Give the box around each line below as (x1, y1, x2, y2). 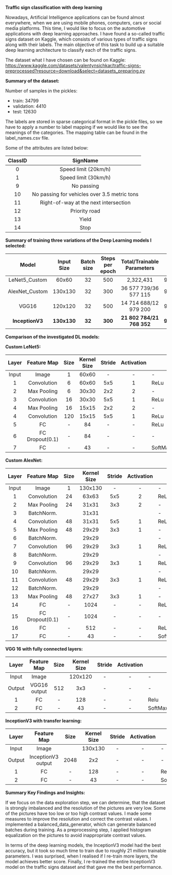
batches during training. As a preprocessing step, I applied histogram (5, 827, 152, 833)
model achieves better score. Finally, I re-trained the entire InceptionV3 (5, 859, 156, 864)
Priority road (70, 207, 101, 215)
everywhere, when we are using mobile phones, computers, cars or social (5, 20, 161, 26)
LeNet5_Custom (8, 277, 48, 283)
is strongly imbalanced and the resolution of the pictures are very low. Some (5, 805, 166, 811)
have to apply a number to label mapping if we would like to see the (5, 124, 148, 130)
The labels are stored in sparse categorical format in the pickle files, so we (5, 119, 163, 125)
